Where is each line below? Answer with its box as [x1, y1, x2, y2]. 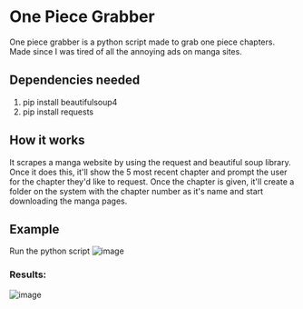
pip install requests [22, 106, 93, 117]
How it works [9, 133, 85, 148]
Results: [9, 268, 47, 281]
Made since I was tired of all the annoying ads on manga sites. [9, 45, 242, 56]
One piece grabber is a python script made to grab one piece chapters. [9, 36, 275, 47]
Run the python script [9, 245, 91, 256]
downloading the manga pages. [9, 195, 128, 206]
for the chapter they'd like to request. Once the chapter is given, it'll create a [9, 175, 295, 187]
